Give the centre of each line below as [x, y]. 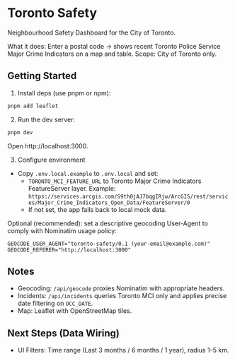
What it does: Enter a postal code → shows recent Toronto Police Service [114, 46]
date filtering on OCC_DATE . [55, 303]
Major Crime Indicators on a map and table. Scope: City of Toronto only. [112, 54]
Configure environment [51, 160]
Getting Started [42, 76]
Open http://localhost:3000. [48, 146]
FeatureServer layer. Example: [72, 188]
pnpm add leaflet [33, 106]
